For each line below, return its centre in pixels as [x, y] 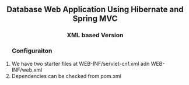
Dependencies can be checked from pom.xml [66, 76]
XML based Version [95, 36]
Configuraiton [32, 51]
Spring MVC [95, 19]
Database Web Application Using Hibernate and [95, 10]
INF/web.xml [27, 70]
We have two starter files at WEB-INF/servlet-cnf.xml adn [80, 63]
